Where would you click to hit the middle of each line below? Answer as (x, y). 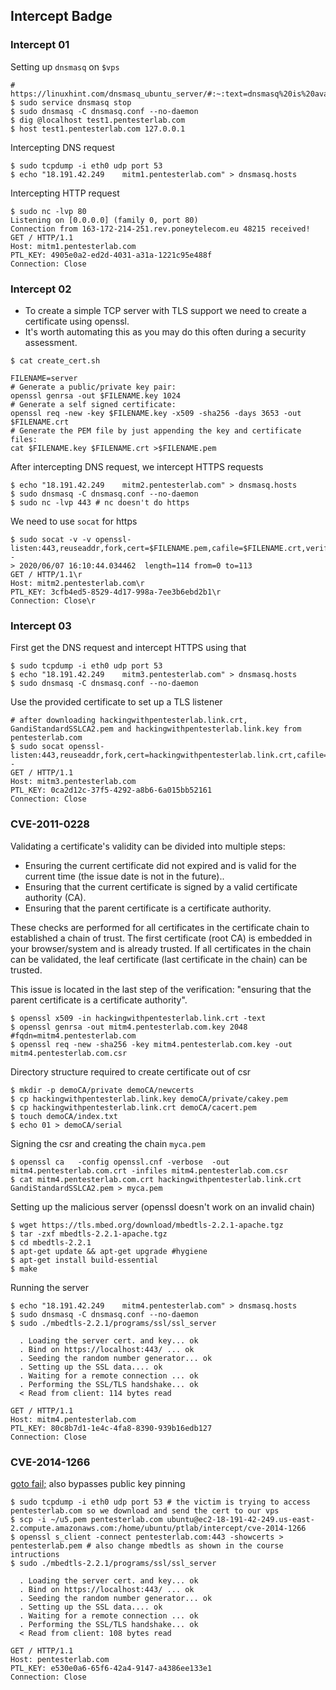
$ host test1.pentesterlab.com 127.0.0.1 (98, 129)
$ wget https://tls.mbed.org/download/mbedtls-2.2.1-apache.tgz (147, 1225)
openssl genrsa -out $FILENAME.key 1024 (96, 395)
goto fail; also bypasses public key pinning (98, 1483)
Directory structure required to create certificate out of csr (131, 1071)
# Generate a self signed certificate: (93, 404)
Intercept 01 (40, 45)
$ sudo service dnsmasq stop (71, 102)
